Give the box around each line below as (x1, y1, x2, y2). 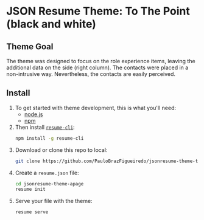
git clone (15, 158, 41, 164)
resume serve (15, 209, 49, 215)
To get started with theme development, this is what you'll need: (15, 104, 177, 111)
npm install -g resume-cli (15, 135, 84, 141)
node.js (24, 111, 43, 118)
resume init (15, 187, 46, 193)
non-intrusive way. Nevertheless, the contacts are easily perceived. (6, 70, 175, 77)
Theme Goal (6, 41, 54, 52)
